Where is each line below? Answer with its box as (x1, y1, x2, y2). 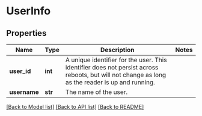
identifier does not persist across (65, 63, 159, 71)
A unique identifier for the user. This (65, 56, 167, 64)
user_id (9, 67, 31, 75)
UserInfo (6, 4, 51, 18)
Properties (6, 28, 47, 38)
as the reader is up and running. (65, 78, 155, 86)
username (9, 88, 39, 96)
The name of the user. (65, 88, 128, 96)
